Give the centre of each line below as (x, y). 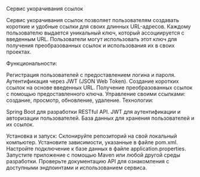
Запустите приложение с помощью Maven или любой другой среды (93, 155)
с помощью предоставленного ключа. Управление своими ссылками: (96, 94)
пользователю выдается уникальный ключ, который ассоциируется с (96, 33)
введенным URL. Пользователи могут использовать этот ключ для (92, 39)
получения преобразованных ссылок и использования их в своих (90, 45)
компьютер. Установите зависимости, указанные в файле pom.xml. (92, 142)
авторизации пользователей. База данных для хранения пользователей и (100, 118)
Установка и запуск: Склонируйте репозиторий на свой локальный (92, 136)
